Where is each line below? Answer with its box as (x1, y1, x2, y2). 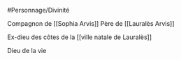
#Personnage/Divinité (7, 6, 70, 14)
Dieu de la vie (7, 47, 47, 54)
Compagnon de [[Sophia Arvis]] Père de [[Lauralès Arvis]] (7, 20, 175, 27)
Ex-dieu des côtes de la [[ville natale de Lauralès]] (7, 33, 152, 41)
